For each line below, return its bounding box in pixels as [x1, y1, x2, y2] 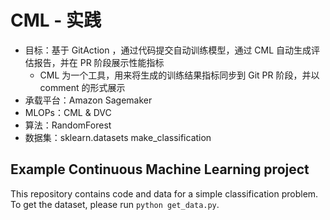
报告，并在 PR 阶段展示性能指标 [33, 56, 165, 68]
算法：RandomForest [24, 119, 112, 131]
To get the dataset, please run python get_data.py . [10, 198, 220, 210]
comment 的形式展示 [39, 81, 126, 93]
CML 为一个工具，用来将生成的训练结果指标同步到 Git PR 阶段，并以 [39, 69, 320, 81]
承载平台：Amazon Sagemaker [24, 94, 153, 106]
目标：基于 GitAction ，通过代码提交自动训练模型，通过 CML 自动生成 [24, 44, 312, 56]
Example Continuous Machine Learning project [10, 161, 310, 178]
